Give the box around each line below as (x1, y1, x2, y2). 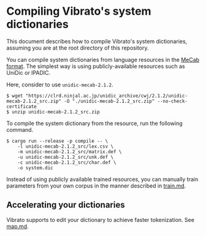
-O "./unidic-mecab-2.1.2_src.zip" (64, 98, 155, 104)
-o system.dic (17, 164, 53, 171)
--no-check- (157, 98, 188, 104)
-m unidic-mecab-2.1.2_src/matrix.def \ (17, 148, 122, 154)
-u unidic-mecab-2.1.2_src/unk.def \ (17, 154, 114, 160)
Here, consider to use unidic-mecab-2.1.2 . (6, 81, 113, 88)
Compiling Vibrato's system (6, 4, 151, 18)
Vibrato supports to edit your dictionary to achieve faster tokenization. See (6, 216, 195, 223)
